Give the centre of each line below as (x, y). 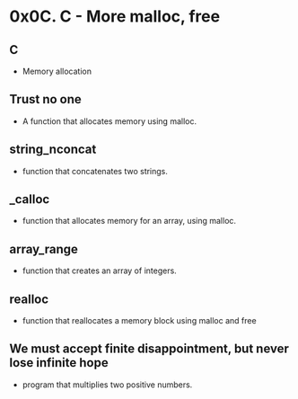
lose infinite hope (59, 363)
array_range (44, 249)
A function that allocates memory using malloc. (110, 121)
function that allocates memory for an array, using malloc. (129, 221)
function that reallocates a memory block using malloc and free (140, 321)
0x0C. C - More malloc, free (115, 17)
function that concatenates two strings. (95, 171)
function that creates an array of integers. (99, 270)
